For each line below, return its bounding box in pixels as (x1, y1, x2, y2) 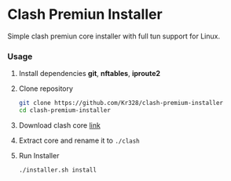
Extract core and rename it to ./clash (18, 136, 141, 145)
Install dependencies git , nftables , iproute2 (18, 69, 161, 78)
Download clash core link (18, 120, 101, 130)
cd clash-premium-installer (18, 107, 111, 114)
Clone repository (18, 84, 74, 93)
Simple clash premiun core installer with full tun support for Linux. (7, 31, 221, 41)
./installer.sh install (18, 166, 97, 174)
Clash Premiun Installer (7, 5, 163, 24)
